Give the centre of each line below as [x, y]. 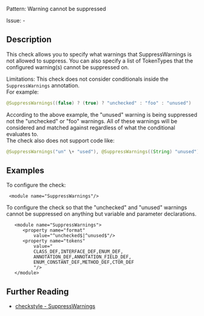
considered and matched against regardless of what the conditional [91, 128]
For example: [23, 92]
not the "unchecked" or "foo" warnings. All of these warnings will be [92, 121]
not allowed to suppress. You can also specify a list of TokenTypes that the [100, 61]
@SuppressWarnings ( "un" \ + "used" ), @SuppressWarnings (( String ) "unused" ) [103, 151]
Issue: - [16, 20]
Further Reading [38, 291]
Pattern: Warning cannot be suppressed [56, 9]
